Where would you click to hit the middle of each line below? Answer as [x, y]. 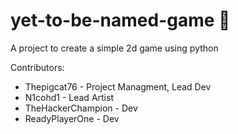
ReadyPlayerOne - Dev [72, 118]
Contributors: [37, 67]
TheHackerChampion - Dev [81, 108]
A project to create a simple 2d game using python [114, 48]
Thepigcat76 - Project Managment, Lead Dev [118, 86]
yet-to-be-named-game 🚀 [120, 20]
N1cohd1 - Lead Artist [69, 97]
